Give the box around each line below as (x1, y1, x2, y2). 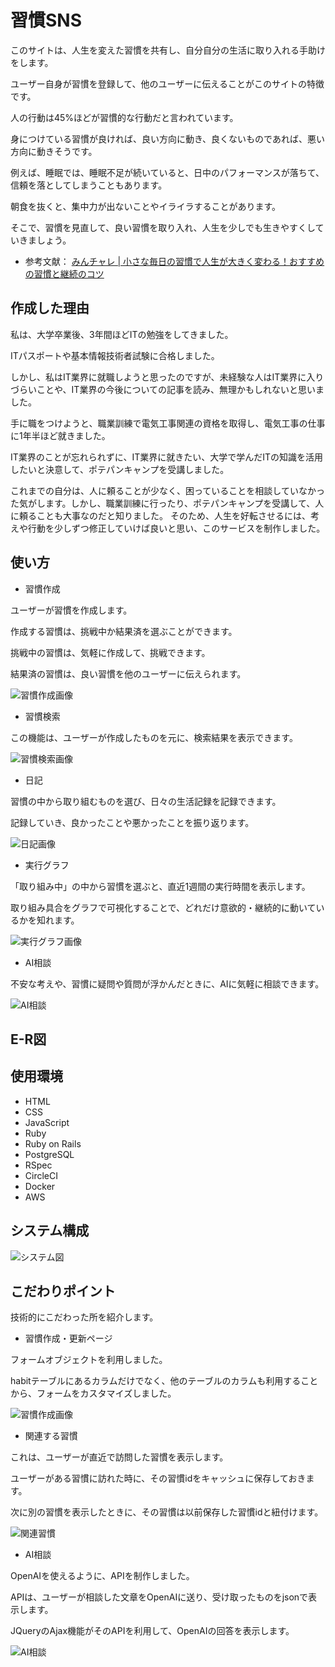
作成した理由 (10, 300, 90, 317)
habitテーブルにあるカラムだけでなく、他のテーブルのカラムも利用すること (10, 1375, 319, 1387)
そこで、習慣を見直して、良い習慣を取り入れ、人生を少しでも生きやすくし (10, 221, 316, 233)
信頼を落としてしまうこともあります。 (10, 179, 168, 191)
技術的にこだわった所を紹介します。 (10, 1311, 159, 1323)
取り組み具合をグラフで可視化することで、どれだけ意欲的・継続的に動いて (10, 901, 317, 913)
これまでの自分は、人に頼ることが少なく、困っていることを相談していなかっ (10, 484, 325, 496)
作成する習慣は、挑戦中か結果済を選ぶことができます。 (10, 625, 238, 637)
